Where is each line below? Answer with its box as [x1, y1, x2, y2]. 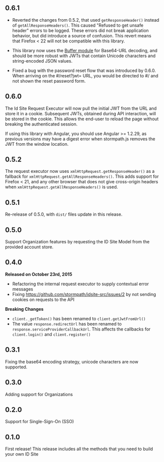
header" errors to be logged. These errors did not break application [12, 27, 149, 33]
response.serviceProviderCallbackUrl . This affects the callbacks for [12, 326, 151, 332]
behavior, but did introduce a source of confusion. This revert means [12, 33, 151, 38]
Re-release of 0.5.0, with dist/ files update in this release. [5, 211, 123, 217]
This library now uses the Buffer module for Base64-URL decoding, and [12, 47, 158, 53]
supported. [5, 364, 27, 370]
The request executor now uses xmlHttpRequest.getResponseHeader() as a [5, 168, 155, 174]
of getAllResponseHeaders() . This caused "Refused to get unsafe [12, 22, 144, 28]
